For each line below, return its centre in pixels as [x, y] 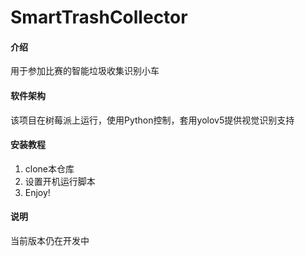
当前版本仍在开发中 [50, 240]
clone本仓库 [49, 168]
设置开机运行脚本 [60, 181]
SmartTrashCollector [99, 17]
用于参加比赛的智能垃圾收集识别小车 [85, 71]
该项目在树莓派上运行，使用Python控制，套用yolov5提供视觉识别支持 [152, 120]
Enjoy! [37, 192]
